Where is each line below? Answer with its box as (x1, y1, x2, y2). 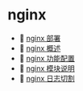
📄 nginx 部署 (19, 33, 61, 43)
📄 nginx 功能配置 (19, 53, 76, 63)
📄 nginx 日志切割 (19, 73, 76, 83)
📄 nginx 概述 (19, 43, 61, 53)
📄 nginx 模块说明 (19, 63, 76, 73)
